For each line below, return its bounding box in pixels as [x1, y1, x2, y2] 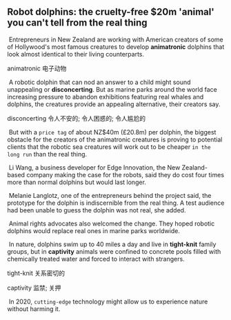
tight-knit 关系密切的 [7, 269, 66, 277]
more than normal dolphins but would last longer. [7, 178, 147, 186]
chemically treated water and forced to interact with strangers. [7, 254, 185, 263]
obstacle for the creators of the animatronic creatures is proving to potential [7, 135, 223, 143]
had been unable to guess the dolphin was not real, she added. [7, 206, 186, 214]
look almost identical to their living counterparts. [7, 50, 145, 58]
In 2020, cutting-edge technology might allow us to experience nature [8, 297, 208, 306]
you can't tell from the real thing [7, 17, 148, 29]
